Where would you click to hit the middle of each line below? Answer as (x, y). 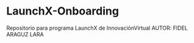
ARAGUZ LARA (25, 34)
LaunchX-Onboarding (63, 11)
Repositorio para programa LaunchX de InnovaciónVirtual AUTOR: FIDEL (97, 28)
